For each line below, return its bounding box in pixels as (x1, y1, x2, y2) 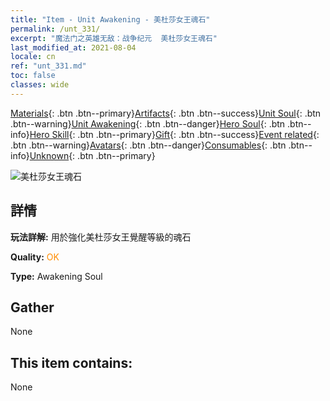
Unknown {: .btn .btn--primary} (29, 149, 156, 161)
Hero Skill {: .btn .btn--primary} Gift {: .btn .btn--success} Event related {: (29, 128, 320, 140)
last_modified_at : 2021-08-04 (10, 42, 137, 53)
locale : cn (10, 52, 56, 62)
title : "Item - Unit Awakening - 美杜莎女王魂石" (10, 14, 211, 25)
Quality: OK (10, 251, 60, 263)
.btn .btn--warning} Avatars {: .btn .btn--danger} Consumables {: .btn (10, 139, 287, 151)
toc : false (10, 71, 56, 81)
